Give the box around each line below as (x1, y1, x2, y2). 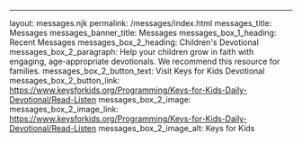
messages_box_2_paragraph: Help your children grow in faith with (9, 47, 254, 57)
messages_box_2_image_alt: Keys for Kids (98, 123, 255, 133)
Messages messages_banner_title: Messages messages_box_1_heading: (9, 28, 277, 38)
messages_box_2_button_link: (9, 75, 120, 85)
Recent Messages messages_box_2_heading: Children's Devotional (9, 37, 259, 48)
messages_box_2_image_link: (9, 104, 120, 114)
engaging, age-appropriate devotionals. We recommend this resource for (9, 56, 280, 67)
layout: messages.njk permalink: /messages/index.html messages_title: (9, 18, 272, 28)
